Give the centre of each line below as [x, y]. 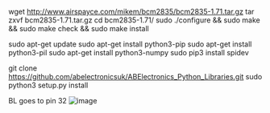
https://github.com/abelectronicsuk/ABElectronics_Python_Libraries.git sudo [135, 77]
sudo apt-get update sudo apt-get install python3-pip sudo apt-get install [130, 44]
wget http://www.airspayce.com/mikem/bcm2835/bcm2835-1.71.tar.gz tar [131, 12]
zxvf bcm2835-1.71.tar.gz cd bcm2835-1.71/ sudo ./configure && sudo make [134, 20]
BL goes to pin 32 [37, 101]
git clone [23, 68]
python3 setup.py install [48, 85]
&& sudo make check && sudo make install [79, 28]
